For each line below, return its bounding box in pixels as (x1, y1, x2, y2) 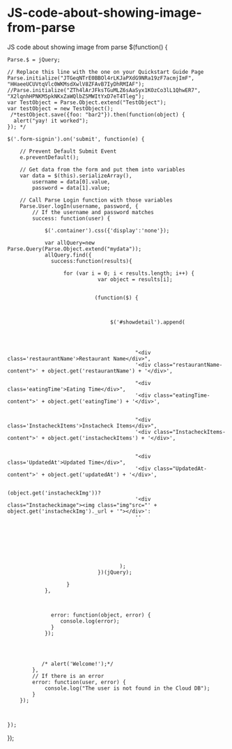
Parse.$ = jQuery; (7, 56, 61, 63)
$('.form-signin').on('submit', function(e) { (7, 135, 145, 142)
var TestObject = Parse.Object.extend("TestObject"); (7, 99, 167, 106)
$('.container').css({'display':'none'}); (44, 227, 170, 234)
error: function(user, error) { (32, 679, 127, 686)
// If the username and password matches (32, 209, 155, 215)
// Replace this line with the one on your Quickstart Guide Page (7, 68, 204, 75)
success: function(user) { (32, 215, 111, 222)
